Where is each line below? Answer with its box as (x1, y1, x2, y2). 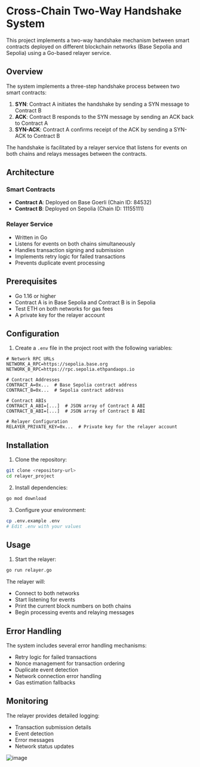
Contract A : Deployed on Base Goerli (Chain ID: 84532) (14, 199, 152, 206)
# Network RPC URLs (6, 356, 55, 362)
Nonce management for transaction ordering (14, 660, 125, 667)
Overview (6, 67, 44, 77)
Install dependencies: (14, 484, 68, 491)
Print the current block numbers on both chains (14, 602, 131, 610)
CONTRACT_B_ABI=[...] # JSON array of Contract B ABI (6, 408, 146, 415)
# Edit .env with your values (6, 523, 82, 529)
